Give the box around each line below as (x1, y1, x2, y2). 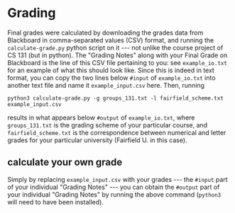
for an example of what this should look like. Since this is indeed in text (7, 66, 215, 74)
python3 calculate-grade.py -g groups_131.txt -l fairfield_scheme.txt (7, 94, 224, 102)
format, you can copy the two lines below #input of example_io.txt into (7, 73, 216, 82)
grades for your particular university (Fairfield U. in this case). (7, 136, 187, 144)
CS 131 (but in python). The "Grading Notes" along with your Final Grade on (7, 51, 228, 59)
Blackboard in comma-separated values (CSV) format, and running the (7, 35, 214, 44)
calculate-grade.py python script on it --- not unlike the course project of (7, 43, 224, 52)
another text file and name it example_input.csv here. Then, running (7, 81, 204, 89)
